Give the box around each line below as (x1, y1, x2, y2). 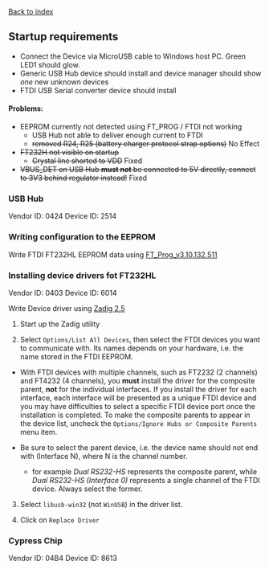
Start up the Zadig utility (19, 319, 100, 329)
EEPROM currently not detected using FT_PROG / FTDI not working (19, 122, 243, 132)
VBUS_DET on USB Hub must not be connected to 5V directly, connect (19, 165, 256, 174)
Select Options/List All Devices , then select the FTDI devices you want (19, 334, 261, 344)
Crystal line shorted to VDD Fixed (31, 156, 143, 166)
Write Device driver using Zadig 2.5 (8, 303, 126, 313)
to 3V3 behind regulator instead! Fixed (19, 173, 147, 183)
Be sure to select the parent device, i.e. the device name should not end (19, 442, 259, 452)
